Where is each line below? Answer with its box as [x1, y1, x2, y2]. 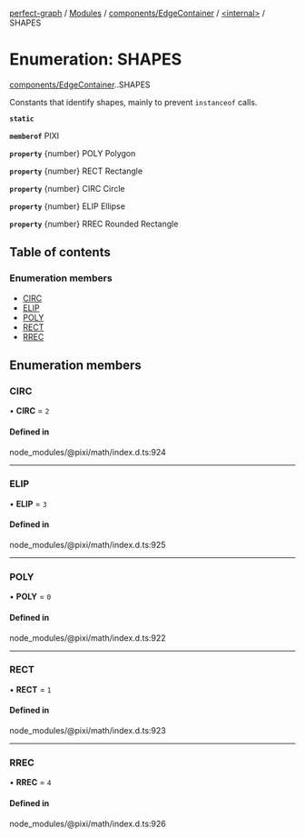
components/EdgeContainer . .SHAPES [9, 79, 152, 90]
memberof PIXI [9, 130, 60, 141]
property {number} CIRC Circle [9, 183, 125, 194]
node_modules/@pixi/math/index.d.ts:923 [9, 725, 166, 736]
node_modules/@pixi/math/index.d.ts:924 [9, 446, 166, 457]
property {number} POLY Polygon [9, 147, 136, 158]
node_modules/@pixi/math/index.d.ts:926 [9, 818, 166, 829]
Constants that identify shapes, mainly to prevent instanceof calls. [9, 96, 258, 107]
